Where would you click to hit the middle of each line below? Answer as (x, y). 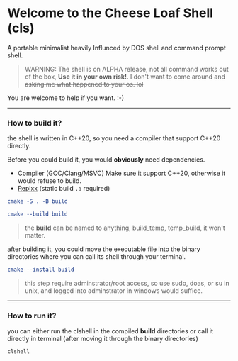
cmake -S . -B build (38, 201)
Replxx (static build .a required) (64, 189)
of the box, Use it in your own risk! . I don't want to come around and (125, 77)
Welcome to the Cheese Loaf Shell (110, 13)
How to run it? (32, 316)
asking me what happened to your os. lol (84, 84)
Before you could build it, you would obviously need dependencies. (106, 160)
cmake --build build (38, 214)
